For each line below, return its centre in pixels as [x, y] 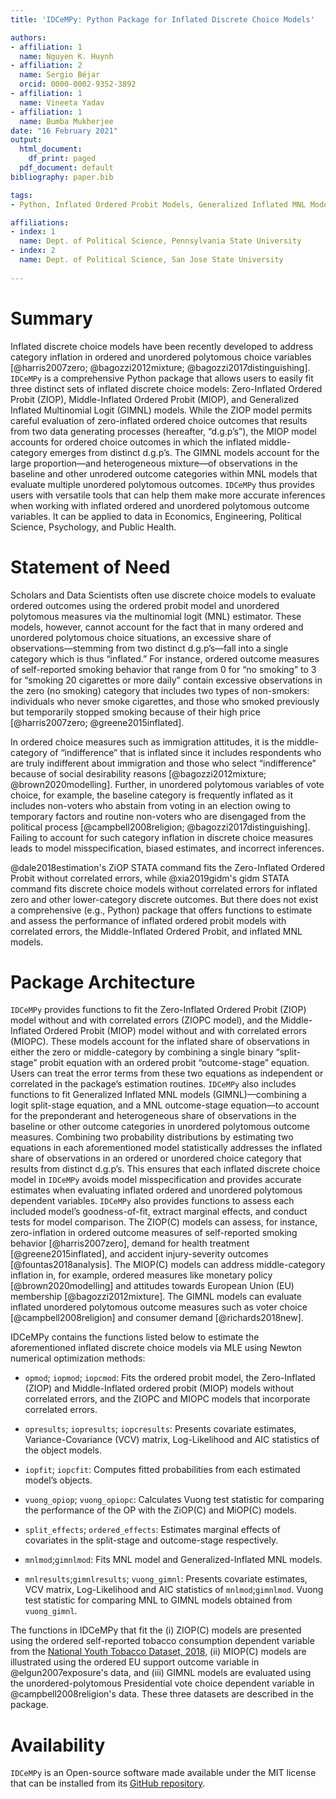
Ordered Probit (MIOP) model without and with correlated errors [175, 1031]
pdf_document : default [66, 168]
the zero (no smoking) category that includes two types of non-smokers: [160, 690]
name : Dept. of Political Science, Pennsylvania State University [160, 241]
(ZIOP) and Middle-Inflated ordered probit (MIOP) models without [159, 1388]
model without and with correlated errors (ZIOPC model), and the [144, 1020]
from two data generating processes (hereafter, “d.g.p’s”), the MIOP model [163, 431]
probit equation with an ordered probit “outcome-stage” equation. [174, 1063]
